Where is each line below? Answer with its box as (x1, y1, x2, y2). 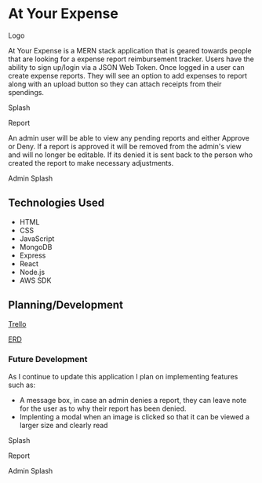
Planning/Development (8, 298, 124, 312)
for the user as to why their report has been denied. (19, 404, 187, 413)
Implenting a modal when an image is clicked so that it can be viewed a (19, 412, 249, 421)
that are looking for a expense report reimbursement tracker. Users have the (8, 54, 255, 64)
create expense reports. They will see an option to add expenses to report (8, 71, 248, 80)
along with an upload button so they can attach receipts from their (8, 79, 222, 89)
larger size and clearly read (19, 420, 108, 430)
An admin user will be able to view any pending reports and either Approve (8, 133, 249, 142)
